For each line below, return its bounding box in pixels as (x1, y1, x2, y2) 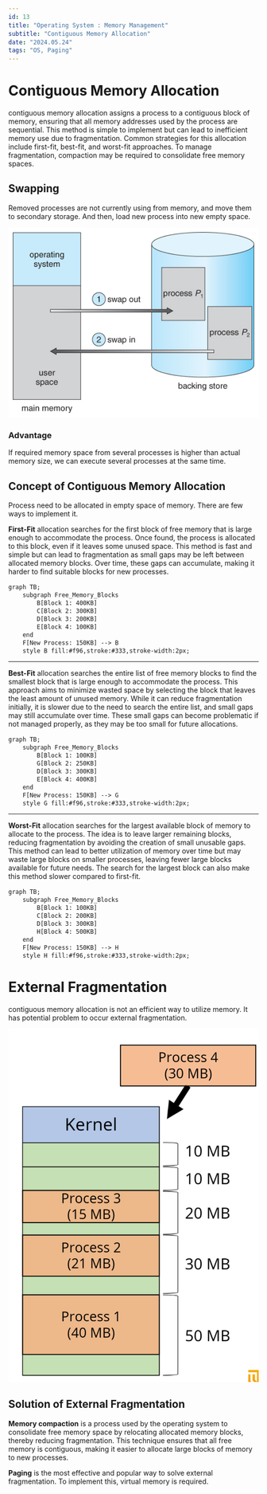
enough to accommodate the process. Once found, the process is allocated (8, 533, 256, 543)
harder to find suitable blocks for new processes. (8, 567, 169, 577)
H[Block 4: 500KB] (37, 928, 98, 936)
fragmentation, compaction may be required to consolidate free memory (8, 151, 245, 160)
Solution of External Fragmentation (8, 1398, 185, 1411)
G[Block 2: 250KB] (37, 759, 98, 768)
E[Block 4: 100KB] (37, 623, 98, 631)
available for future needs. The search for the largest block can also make (8, 863, 250, 872)
